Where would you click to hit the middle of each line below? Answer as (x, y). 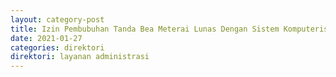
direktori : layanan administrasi (80, 57)
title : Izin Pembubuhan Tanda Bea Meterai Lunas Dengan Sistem (145, 29)
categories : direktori (57, 47)
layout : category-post (57, 19)
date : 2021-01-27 (46, 38)
